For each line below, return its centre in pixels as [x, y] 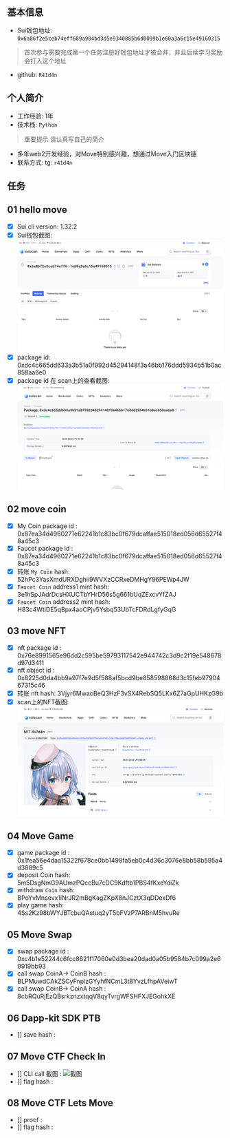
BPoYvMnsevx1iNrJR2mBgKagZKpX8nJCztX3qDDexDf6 [96, 898]
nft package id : [39, 647]
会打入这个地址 [45, 61]
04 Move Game [41, 836]
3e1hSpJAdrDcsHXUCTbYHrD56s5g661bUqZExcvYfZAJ [96, 594]
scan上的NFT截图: [43, 702]
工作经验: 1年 [35, 116]
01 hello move [37, 210]
